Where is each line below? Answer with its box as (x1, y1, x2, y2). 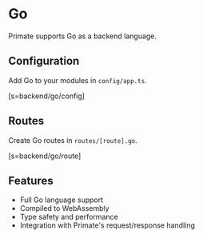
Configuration (8, 54, 80, 68)
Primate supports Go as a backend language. (8, 31, 157, 41)
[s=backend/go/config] (8, 91, 86, 101)
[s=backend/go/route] (8, 151, 82, 161)
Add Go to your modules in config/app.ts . (8, 75, 147, 85)
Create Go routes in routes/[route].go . (8, 135, 137, 145)
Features (8, 173, 54, 188)
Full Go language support (19, 195, 104, 204)
